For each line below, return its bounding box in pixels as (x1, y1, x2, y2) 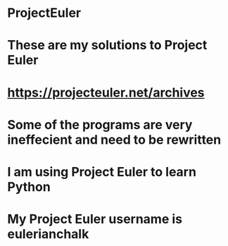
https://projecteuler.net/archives (7, 85, 205, 100)
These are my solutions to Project (7, 37, 208, 54)
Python (7, 178, 51, 195)
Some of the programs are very (7, 116, 193, 133)
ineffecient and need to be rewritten (7, 132, 222, 147)
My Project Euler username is (7, 211, 183, 227)
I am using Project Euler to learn (7, 164, 197, 180)
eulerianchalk (7, 226, 89, 242)
